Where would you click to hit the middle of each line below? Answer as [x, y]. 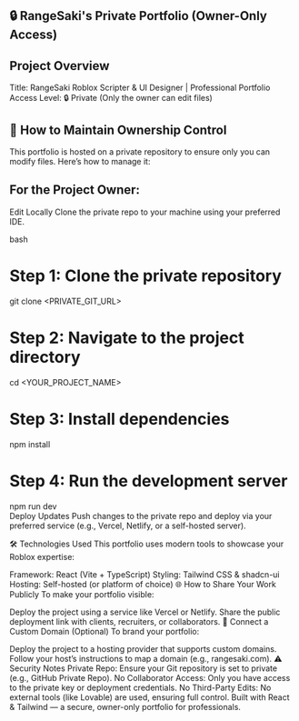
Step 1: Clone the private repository [145, 276]
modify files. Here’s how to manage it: [80, 162]
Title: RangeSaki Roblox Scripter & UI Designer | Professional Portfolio [140, 88]
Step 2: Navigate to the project [127, 338]
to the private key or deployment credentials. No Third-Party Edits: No [140, 687]
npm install [30, 444]
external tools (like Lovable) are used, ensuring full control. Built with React [149, 697]
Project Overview [60, 66]
